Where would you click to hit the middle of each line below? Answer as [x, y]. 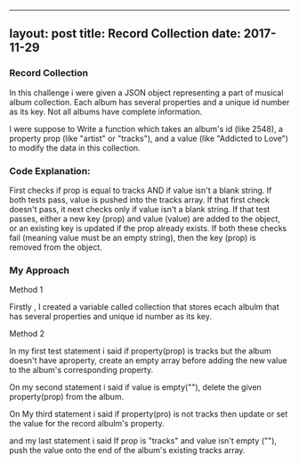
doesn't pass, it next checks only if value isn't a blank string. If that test [140, 209]
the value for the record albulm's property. [87, 424]
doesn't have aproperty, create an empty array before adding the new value [148, 360]
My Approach [39, 270]
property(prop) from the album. [67, 397]
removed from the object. [56, 247]
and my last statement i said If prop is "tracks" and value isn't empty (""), [143, 441]
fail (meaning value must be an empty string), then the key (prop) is [133, 237]
